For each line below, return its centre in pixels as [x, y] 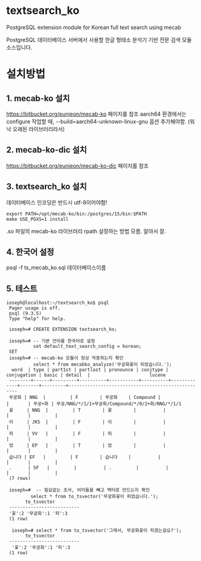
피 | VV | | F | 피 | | [87, 434]
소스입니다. [19, 47]
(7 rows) [20, 479]
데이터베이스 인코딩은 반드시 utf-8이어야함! [57, 202]
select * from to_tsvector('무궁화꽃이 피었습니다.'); [94, 497]
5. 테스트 [22, 288]
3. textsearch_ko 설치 [47, 187]
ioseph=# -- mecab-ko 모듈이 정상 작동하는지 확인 [66, 358]
